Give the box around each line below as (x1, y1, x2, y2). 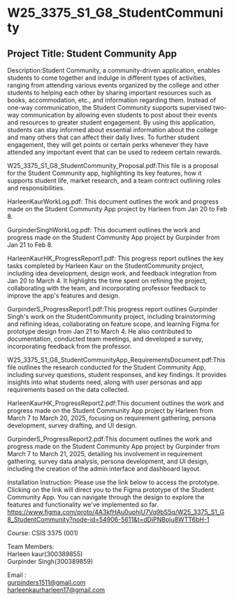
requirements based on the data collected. (7, 386, 129, 393)
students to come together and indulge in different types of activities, (7, 73, 207, 82)
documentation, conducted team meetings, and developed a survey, (7, 334, 204, 343)
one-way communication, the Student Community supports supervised (7, 104, 212, 111)
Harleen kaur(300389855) (7, 550, 83, 558)
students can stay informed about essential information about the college (7, 126, 218, 134)
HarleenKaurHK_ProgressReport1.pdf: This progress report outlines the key (7, 254, 224, 262)
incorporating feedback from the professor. (7, 342, 132, 351)
